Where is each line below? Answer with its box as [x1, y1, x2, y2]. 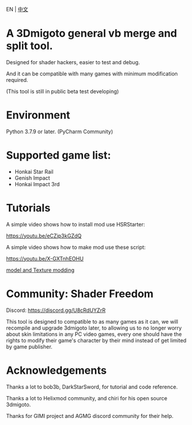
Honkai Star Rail [14, 168, 54, 175]
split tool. [6, 39, 53, 52]
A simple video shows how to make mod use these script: [6, 243, 146, 251]
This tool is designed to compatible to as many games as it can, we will [6, 318, 178, 325]
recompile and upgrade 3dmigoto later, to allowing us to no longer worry [6, 324, 182, 331]
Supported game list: [6, 149, 111, 162]
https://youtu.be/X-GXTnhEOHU [6, 255, 84, 262]
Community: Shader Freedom [6, 287, 154, 300]
